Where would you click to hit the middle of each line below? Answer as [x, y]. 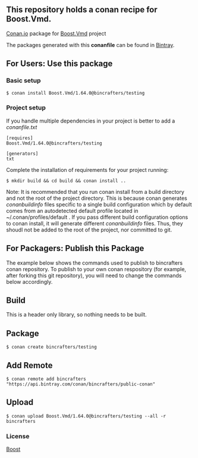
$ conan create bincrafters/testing [51, 347]
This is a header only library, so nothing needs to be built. [76, 315]
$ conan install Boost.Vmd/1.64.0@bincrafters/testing [76, 93]
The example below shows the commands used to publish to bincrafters [95, 263]
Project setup [26, 108]
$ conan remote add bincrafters [46, 379]
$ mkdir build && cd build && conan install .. [66, 181]
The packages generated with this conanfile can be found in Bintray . [90, 45]
